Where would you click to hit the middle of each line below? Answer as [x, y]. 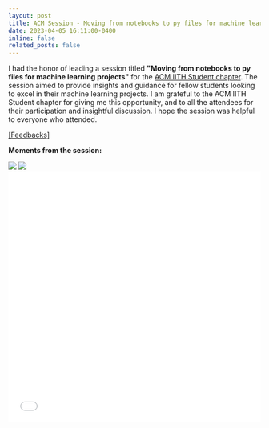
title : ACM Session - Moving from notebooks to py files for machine [127, 23]
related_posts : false [44, 46]
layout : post [30, 16]
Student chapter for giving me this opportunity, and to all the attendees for [131, 103]
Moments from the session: [55, 151]
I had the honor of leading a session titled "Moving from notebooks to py [129, 68]
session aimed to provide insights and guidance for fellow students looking [132, 86]
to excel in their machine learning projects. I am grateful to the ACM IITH [127, 94]
